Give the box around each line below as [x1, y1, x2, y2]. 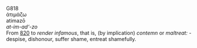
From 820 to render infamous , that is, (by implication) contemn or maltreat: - [6, 29, 192, 36]
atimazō [6, 17, 25, 24]
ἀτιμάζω [6, 11, 27, 18]
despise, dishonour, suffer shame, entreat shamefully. [6, 36, 136, 42]
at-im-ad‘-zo [6, 23, 38, 30]
